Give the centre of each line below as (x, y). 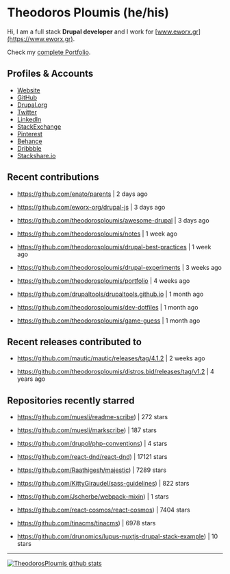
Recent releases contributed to (75, 341)
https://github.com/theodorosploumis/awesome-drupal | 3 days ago (113, 220)
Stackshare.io (36, 155)
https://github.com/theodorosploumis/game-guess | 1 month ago (108, 321)
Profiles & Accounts (50, 74)
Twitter (27, 112)
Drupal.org (32, 105)
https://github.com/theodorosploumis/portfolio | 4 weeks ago (103, 280)
